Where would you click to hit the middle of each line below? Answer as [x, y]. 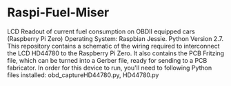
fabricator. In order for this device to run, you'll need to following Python [110, 68]
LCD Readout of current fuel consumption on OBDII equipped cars [101, 31]
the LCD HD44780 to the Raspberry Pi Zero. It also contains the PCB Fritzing [116, 53]
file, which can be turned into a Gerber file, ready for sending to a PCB [107, 60]
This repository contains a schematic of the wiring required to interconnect [113, 46]
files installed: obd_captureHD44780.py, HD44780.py [83, 75]
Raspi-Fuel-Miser [58, 13]
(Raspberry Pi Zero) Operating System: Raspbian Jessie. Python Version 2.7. [115, 38]
